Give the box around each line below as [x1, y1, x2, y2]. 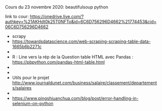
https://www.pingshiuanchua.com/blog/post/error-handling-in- [12, 95, 139, 101]
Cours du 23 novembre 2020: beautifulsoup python [5, 4, 108, 10]
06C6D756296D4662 [5, 24, 49, 30]
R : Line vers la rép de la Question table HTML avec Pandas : [12, 54, 134, 60]
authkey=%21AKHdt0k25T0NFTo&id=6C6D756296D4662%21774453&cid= [5, 19, 157, 24]
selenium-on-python [12, 101, 54, 106]
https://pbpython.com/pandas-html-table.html [12, 59, 105, 65]
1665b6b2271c [12, 44, 42, 49]
